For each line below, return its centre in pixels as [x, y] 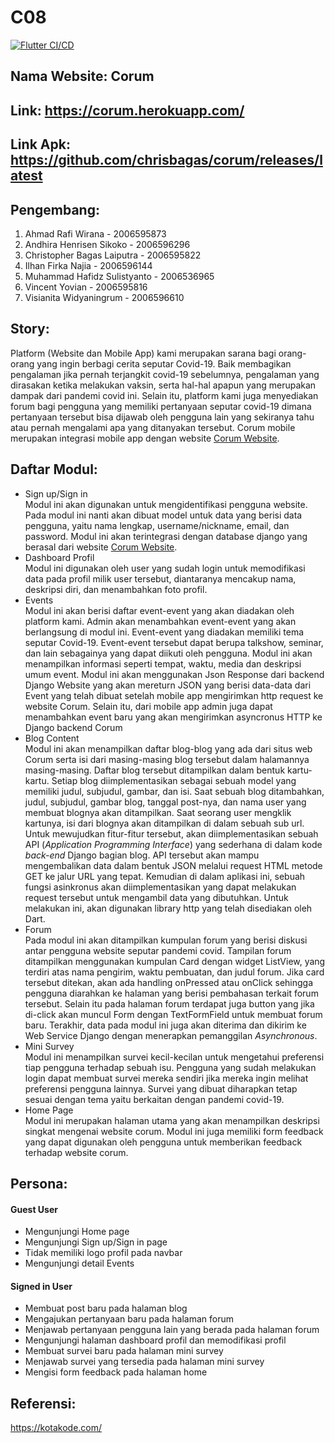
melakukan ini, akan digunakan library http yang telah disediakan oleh [168, 908]
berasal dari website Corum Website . [101, 547]
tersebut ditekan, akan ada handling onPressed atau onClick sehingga [169, 982]
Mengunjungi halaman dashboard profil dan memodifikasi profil [155, 1340]
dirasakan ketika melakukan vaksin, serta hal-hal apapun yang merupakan [163, 385]
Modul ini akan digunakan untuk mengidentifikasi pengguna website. [166, 504]
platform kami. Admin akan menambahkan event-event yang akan [160, 621]
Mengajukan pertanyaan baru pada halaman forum [129, 1319]
